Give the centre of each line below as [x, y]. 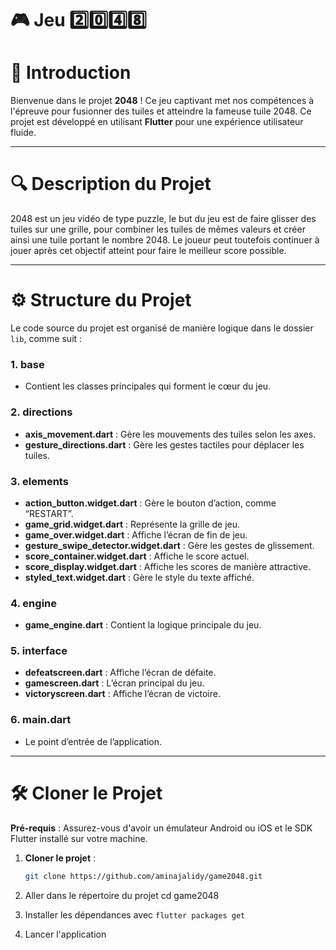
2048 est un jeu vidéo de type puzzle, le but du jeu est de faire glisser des [163, 219]
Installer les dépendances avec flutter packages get [135, 914]
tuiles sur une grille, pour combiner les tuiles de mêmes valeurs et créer [158, 229]
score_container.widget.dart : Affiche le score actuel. [137, 556]
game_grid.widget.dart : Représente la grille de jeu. [132, 524]
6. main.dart [41, 720]
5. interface [39, 651]
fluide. [23, 133]
